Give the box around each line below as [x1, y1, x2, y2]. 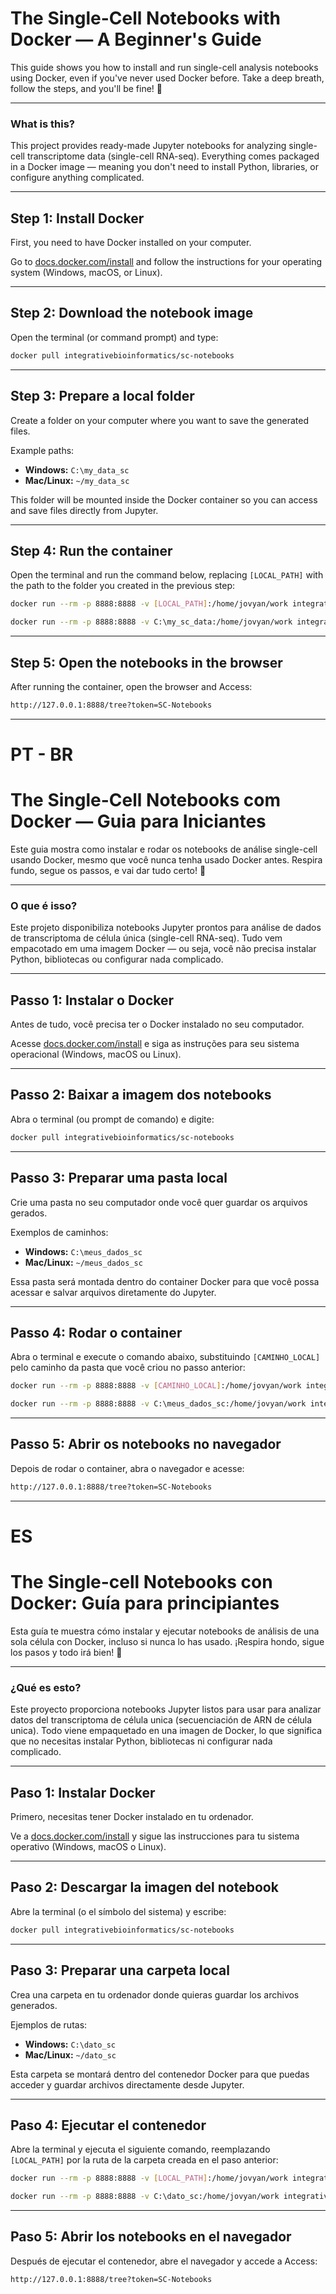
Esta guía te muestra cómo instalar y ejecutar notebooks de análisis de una [10, 1625, 320, 1637]
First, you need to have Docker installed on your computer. [10, 237, 252, 249]
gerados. [10, 1207, 48, 1219]
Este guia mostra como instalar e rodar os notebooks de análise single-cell [10, 843, 318, 855]
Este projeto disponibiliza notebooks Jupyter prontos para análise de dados [10, 922, 322, 934]
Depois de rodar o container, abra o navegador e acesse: [10, 1462, 245, 1474]
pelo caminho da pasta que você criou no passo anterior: [10, 1362, 246, 1374]
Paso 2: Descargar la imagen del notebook [10, 1879, 279, 1896]
